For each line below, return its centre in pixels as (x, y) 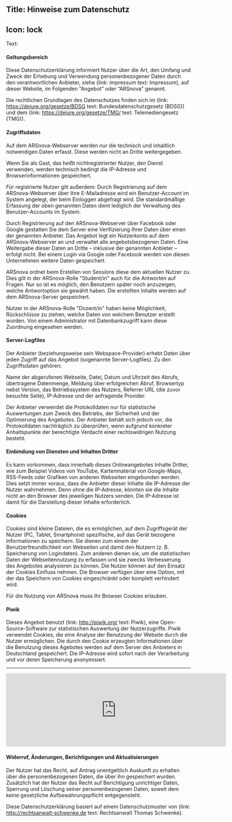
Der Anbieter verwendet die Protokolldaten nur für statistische (81, 407)
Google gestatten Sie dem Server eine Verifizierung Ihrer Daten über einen (96, 229)
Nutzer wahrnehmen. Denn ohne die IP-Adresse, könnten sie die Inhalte (93, 490)
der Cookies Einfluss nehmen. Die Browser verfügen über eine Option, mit (95, 572)
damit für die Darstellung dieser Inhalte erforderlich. (69, 502)
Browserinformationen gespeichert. (49, 175)
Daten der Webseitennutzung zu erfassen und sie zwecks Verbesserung (93, 560)
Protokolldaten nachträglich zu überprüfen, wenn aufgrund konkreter (89, 426)
